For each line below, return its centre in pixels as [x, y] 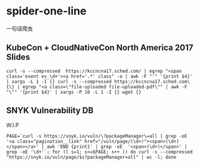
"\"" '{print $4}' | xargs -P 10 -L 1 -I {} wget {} [74, 92]
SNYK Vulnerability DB [50, 110]
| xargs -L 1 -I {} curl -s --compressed [59, 81]
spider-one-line [46, 11]
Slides [18, 57]
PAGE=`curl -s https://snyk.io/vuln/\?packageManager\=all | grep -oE [97, 136]
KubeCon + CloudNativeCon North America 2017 [100, 48]
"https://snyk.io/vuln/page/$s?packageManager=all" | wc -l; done [91, 157]
